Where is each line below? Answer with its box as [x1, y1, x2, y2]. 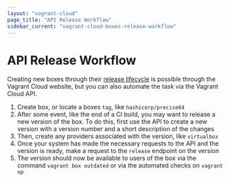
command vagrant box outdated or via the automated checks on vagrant [16, 161, 223, 170]
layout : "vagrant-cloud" [7, 10, 78, 17]
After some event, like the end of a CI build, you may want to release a [16, 111, 216, 119]
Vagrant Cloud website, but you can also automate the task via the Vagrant [7, 82, 218, 91]
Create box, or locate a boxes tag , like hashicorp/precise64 [16, 103, 185, 111]
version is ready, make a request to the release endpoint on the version [16, 147, 220, 155]
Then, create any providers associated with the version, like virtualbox [16, 132, 218, 141]
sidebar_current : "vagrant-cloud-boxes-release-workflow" [7, 23, 176, 30]
